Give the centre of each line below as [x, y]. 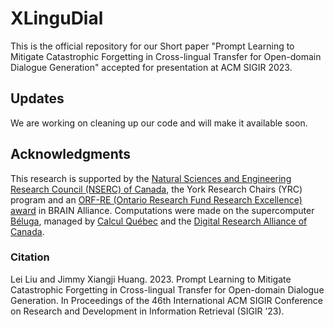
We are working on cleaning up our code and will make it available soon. [159, 123]
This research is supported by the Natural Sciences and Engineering [151, 178]
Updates [37, 98]
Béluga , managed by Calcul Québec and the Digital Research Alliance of [159, 221]
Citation [30, 257]
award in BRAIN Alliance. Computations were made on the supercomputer [162, 210]
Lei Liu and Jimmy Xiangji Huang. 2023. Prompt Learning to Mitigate [151, 279]
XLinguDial [57, 18]
